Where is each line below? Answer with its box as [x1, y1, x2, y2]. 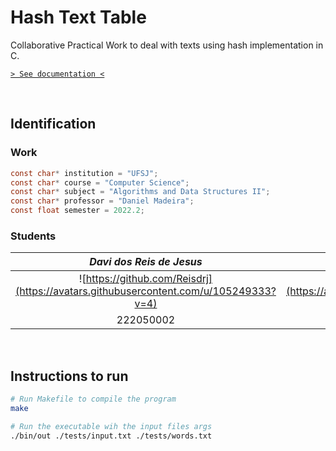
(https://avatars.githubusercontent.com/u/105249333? [15, 284, 277, 298]
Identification [10, 116, 97, 133]
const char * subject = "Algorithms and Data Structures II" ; [10, 187, 271, 197]
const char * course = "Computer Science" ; [10, 177, 190, 188]
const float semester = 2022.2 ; [10, 206, 145, 216]
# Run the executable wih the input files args [10, 421, 213, 431]
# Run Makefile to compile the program [10, 394, 177, 405]
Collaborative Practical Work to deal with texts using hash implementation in [10, 39, 324, 51]
